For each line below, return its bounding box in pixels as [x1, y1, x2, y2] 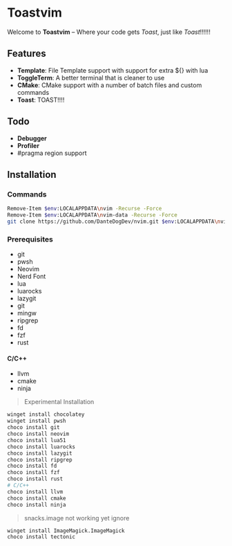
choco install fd [7, 462, 57, 470]
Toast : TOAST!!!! [17, 95, 65, 104]
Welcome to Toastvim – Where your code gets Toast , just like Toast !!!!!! [7, 28, 211, 36]
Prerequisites [7, 234, 53, 244]
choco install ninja [7, 501, 67, 508]
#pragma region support [17, 149, 88, 157]
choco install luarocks [7, 443, 76, 451]
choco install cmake [7, 495, 67, 502]
